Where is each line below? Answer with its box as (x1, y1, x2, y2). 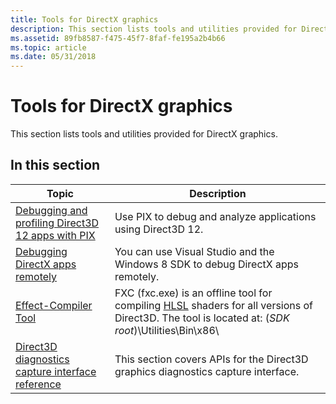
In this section (10, 157, 101, 174)
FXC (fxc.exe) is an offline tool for (114, 286, 273, 300)
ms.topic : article (10, 42, 87, 53)
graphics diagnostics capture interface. (114, 364, 300, 378)
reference (15, 377, 62, 391)
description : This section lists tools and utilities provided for (10, 24, 298, 34)
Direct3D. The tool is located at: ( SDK (114, 311, 290, 325)
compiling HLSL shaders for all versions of (114, 298, 314, 312)
